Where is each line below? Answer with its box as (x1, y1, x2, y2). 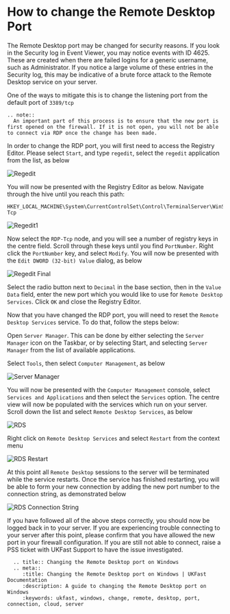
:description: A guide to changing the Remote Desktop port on (22, 582, 207, 589)
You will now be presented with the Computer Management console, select (7, 385, 211, 394)
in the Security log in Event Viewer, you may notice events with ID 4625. (7, 49, 210, 57)
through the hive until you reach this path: (7, 190, 125, 198)
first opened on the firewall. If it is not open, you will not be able (7, 123, 219, 130)
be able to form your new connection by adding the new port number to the (7, 482, 220, 491)
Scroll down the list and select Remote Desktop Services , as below (7, 407, 193, 415)
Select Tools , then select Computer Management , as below (7, 359, 166, 367)
